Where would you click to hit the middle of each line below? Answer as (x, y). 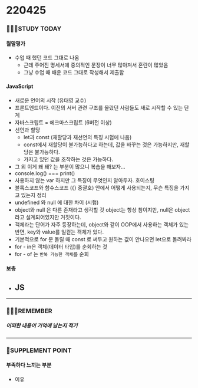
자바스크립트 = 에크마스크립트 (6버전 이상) (63, 122)
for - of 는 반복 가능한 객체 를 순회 (52, 254)
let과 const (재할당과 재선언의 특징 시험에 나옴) (77, 137)
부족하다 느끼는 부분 (29, 365)
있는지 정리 (34, 195)
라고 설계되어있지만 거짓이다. (48, 217)
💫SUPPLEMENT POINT (39, 350)
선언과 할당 (27, 130)
